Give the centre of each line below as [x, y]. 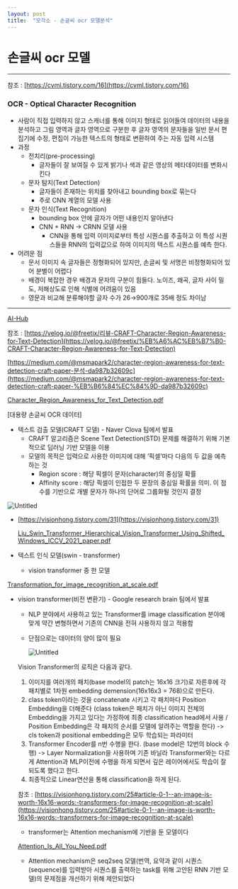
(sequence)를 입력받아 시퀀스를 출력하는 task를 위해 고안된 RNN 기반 [125, 869]
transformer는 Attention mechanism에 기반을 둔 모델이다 [108, 832]
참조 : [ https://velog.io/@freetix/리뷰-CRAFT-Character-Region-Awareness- [117, 333]
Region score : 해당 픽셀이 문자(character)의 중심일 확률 [118, 474]
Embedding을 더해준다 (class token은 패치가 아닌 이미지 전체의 [116, 708]
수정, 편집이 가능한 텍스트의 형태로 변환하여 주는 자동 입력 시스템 [125, 138]
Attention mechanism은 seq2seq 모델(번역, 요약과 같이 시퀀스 [115, 861]
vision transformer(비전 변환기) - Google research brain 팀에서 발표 [113, 599]
